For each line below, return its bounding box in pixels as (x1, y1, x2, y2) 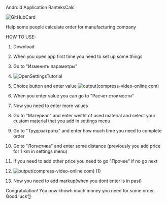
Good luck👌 (6, 193, 32, 199)
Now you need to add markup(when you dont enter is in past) (13, 178, 142, 184)
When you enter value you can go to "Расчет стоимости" (13, 93, 134, 98)
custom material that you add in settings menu (13, 118, 111, 124)
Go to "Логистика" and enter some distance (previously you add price (13, 143, 161, 149)
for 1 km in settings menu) (13, 148, 68, 154)
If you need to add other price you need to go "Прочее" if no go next (13, 158, 158, 164)
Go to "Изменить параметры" (13, 63, 78, 69)
